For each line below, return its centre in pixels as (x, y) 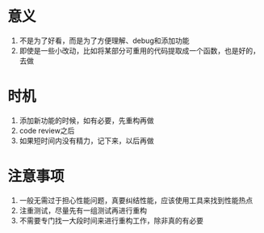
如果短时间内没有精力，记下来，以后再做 (86, 140)
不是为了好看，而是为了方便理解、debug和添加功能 (104, 40)
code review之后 (47, 130)
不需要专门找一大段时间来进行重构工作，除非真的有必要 (111, 220)
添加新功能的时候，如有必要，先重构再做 (86, 120)
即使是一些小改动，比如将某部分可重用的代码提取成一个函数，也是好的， (139, 50)
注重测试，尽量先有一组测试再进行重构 (83, 210)
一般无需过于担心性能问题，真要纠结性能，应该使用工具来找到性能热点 (136, 200)
